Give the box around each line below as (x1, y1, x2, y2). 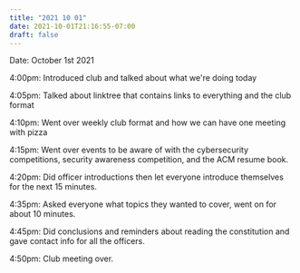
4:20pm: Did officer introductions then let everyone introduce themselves (9, 171, 284, 182)
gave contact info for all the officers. (9, 236, 145, 247)
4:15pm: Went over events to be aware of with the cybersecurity (9, 144, 249, 155)
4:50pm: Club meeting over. (9, 253, 114, 264)
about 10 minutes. (9, 209, 76, 219)
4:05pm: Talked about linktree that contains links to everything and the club (9, 90, 292, 101)
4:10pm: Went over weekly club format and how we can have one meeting (9, 117, 286, 128)
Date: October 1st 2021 (9, 55, 95, 66)
